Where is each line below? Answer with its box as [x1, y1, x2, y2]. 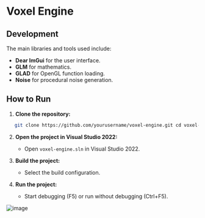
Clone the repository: [15, 110, 71, 118]
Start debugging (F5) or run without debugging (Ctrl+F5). [24, 192, 168, 200]
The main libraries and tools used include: [6, 45, 112, 52]
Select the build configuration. [24, 168, 101, 176]
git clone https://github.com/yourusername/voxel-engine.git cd [14, 122, 182, 128]
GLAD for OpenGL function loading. [15, 70, 106, 77]
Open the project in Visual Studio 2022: [15, 133, 118, 140]
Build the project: [15, 157, 60, 164]
